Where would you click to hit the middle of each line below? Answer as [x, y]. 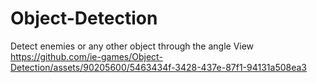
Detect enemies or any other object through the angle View [132, 46]
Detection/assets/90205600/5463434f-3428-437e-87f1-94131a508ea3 [158, 67]
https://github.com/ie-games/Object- [86, 56]
